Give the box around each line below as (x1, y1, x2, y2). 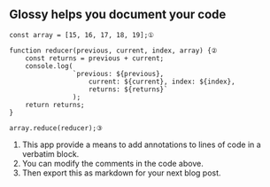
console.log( (25, 61, 73, 70)
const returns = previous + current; (25, 53, 165, 63)
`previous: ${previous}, (72, 69, 165, 78)
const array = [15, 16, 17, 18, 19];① (9, 30, 155, 39)
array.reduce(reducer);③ (9, 123, 104, 132)
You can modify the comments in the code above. (21, 158, 204, 168)
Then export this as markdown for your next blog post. (21, 168, 221, 178)
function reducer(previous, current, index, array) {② (9, 46, 218, 55)
